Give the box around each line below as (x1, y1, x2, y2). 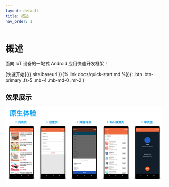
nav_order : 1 (5, 19, 33, 24)
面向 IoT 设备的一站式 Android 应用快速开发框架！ (5, 61, 109, 67)
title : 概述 (5, 13, 29, 19)
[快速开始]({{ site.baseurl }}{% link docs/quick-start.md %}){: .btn (5, 71, 143, 78)
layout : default (5, 8, 39, 13)
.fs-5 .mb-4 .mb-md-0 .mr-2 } (22, 77, 85, 83)
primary (5, 77, 22, 83)
